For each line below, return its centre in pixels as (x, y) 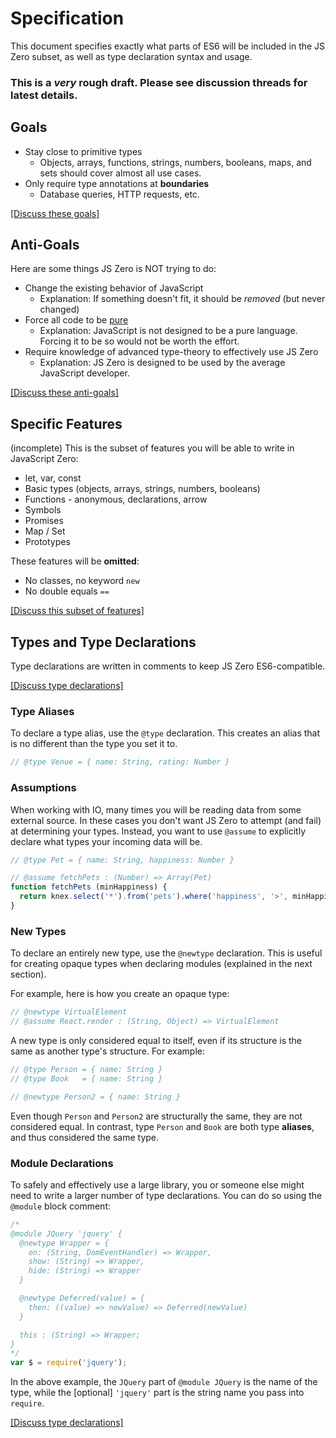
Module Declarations (62, 1163)
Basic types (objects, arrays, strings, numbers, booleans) (142, 489)
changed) (59, 309)
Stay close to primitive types (83, 151)
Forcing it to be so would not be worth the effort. (139, 341)
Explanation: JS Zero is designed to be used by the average (162, 363)
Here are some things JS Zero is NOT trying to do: (113, 269)
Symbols (43, 510)
